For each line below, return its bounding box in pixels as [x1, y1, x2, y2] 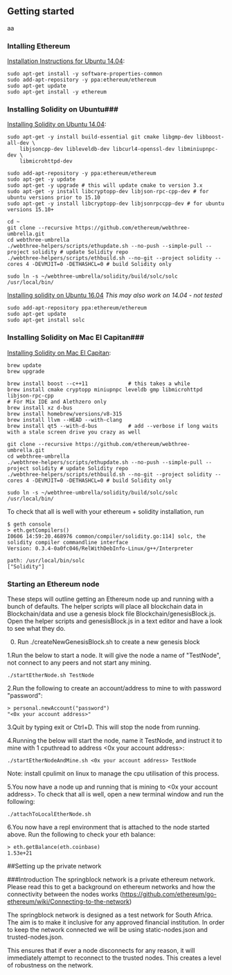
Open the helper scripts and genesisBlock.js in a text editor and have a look [7, 617, 223, 625]
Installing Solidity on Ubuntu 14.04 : [7, 120, 107, 129]
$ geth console [7, 521, 51, 528]
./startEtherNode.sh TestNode [7, 672, 95, 679]
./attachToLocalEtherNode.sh [7, 811, 91, 818]
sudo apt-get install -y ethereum [7, 89, 107, 96]
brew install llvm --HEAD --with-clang [7, 416, 123, 423]
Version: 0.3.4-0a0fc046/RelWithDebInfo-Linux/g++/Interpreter [7, 545, 194, 552]
